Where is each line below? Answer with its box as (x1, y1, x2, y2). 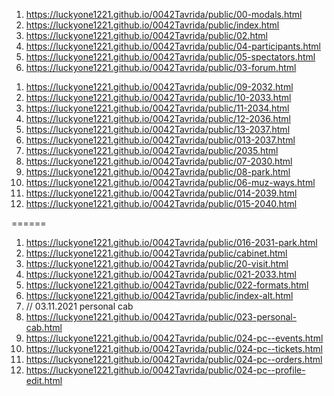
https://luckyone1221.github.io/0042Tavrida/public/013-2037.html (25, 134, 296, 146)
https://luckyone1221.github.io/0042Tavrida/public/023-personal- (25, 311, 298, 323)
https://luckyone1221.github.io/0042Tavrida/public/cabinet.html (25, 247, 288, 259)
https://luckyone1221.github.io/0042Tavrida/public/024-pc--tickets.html (25, 343, 323, 354)
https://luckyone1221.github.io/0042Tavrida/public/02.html (25, 30, 268, 41)
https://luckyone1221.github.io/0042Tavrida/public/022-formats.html (25, 279, 309, 291)
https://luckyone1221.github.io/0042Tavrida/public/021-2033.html (25, 269, 297, 280)
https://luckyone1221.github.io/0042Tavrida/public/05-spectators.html (25, 51, 316, 63)
